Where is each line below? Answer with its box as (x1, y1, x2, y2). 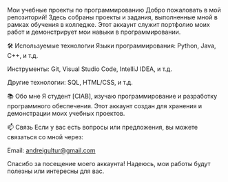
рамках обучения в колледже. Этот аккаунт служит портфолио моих (7, 21, 210, 28)
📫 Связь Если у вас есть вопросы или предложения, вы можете (7, 123, 198, 131)
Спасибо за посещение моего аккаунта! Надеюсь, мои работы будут (7, 160, 211, 168)
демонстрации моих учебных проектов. (7, 110, 125, 117)
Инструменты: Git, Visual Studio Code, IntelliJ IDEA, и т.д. (7, 65, 172, 73)
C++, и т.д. (7, 52, 39, 59)
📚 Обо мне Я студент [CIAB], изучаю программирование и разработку (7, 92, 218, 100)
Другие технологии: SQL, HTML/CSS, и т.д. (7, 79, 133, 86)
